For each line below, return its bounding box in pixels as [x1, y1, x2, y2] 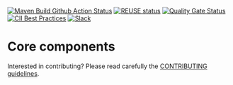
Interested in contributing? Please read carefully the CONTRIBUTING [7, 62, 208, 70]
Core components [7, 39, 115, 55]
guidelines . [7, 69, 40, 77]
